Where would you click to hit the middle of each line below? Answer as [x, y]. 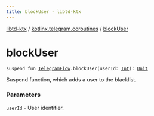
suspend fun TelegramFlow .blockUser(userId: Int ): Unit [77, 68]
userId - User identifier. [35, 108]
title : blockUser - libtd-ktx [44, 12]
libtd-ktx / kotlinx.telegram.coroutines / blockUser [67, 29]
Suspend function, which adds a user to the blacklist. [72, 79]
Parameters [23, 95]
